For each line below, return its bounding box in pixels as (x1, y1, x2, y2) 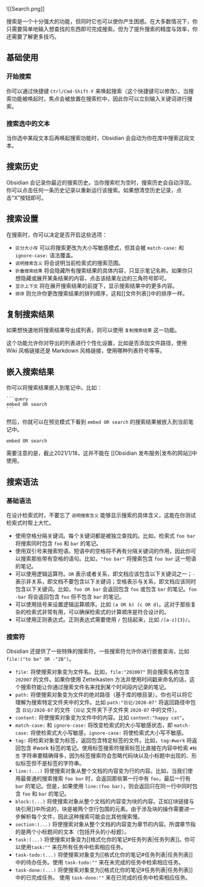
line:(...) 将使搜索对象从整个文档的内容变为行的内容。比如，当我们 (15, 768, 188, 775)
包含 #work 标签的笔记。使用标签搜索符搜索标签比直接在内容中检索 (20, 744, 189, 752)
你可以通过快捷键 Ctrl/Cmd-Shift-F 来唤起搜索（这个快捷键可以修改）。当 (6, 87, 189, 94)
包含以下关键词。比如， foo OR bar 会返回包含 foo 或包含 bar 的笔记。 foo (15, 585, 197, 593)
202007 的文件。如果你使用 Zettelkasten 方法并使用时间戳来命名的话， (15, 676, 189, 683)
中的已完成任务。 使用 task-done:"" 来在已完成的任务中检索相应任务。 (15, 874, 191, 882)
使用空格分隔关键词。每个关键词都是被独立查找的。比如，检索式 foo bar (15, 532, 195, 539)
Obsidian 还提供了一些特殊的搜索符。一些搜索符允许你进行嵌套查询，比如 (6, 647, 190, 655)
